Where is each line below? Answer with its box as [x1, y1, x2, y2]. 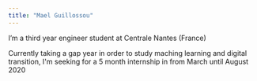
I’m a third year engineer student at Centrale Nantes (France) [8, 33, 207, 42]
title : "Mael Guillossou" [8, 11, 93, 20]
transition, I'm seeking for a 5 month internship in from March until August [8, 57, 249, 66]
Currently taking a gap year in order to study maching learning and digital [8, 48, 248, 57]
